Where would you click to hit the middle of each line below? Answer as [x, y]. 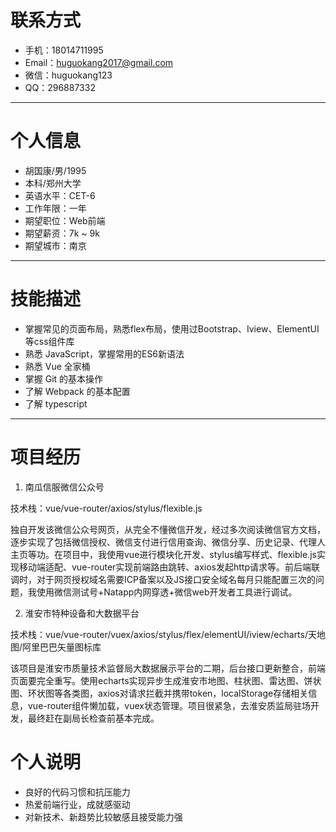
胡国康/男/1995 [55, 170]
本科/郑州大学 [53, 183]
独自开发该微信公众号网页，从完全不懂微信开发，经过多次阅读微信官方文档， [168, 529]
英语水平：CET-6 [60, 195]
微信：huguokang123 [68, 75]
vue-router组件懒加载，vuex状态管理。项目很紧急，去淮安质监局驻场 [169, 705]
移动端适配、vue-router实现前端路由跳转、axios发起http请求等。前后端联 [169, 567]
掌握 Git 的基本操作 [64, 378]
